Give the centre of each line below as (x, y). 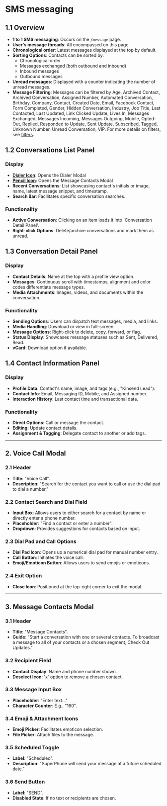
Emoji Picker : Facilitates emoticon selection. (58, 729)
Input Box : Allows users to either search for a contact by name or (79, 513)
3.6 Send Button (25, 782)
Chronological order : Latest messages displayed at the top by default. (84, 50)
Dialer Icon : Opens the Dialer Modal (49, 175)
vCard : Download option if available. (50, 348)
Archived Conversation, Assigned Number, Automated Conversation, (83, 97)
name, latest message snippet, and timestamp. (60, 191)
